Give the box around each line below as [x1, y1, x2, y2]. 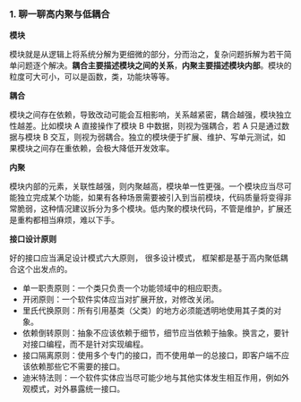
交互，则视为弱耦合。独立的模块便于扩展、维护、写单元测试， [50, 132, 279, 142]
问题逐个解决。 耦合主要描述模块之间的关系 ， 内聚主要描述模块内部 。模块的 [16, 60, 292, 71]
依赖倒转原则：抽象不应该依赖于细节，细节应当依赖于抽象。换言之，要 [21, 328, 282, 338]
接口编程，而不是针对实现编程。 [30, 338, 149, 350]
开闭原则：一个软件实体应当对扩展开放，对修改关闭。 [21, 294, 219, 305]
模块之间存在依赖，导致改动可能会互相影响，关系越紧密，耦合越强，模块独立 [9, 109, 292, 120]
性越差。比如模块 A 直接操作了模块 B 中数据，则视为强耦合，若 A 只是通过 [9, 121, 282, 132]
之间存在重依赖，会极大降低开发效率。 [32, 143, 175, 154]
